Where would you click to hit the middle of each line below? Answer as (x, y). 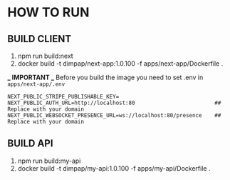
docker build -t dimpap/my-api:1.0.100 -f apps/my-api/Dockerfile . (114, 168)
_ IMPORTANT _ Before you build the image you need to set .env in (105, 77)
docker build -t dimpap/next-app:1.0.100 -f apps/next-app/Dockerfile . (120, 64)
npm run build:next (45, 56)
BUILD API (30, 144)
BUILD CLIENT (40, 39)
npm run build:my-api (49, 161)
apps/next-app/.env (36, 84)
